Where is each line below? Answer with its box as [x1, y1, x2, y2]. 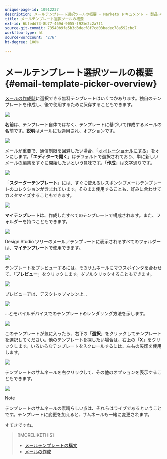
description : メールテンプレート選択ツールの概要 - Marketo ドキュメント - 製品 [5, 12, 158, 17]
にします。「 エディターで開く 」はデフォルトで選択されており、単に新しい [9, 153, 159, 159]
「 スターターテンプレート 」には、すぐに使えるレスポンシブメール [5, 180, 140, 186]
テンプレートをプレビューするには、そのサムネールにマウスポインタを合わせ [5, 265, 162, 271]
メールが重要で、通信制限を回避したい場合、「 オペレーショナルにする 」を [5, 148, 156, 153]
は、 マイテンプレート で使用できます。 [5, 245, 83, 251]
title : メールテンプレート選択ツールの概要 [5, 16, 83, 21]
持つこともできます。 [26, 218, 71, 224]
